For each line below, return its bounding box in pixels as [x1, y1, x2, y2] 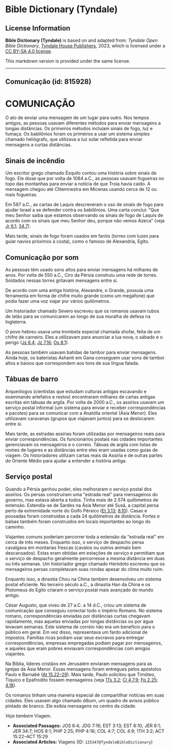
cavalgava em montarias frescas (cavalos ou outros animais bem [5, 544, 141, 551]
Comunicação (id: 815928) [5, 77, 92, 86]
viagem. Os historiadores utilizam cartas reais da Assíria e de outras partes [5, 452, 163, 458]
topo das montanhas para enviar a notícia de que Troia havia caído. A [5, 181, 151, 187]
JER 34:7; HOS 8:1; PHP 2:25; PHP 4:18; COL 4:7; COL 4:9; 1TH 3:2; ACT [12, 728, 164, 734]
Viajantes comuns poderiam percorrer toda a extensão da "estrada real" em [5, 533, 164, 540]
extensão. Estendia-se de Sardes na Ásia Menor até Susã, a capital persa [5, 502, 159, 508]
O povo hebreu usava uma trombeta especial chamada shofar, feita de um [5, 328, 161, 334]
